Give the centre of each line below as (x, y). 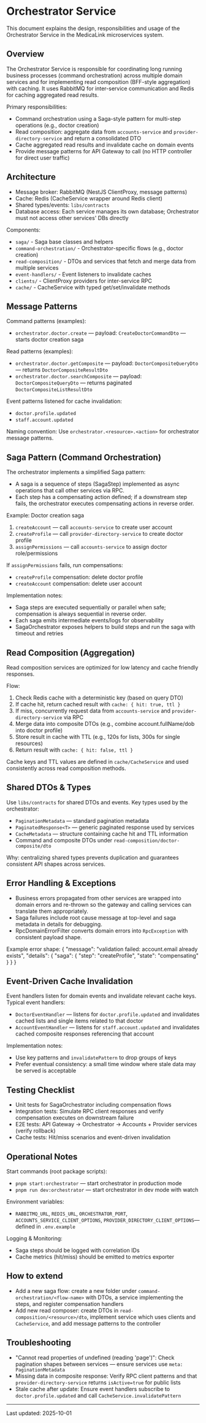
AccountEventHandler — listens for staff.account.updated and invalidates (107, 1028)
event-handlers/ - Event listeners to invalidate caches (83, 274)
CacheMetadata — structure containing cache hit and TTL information (101, 834)
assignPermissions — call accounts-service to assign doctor (91, 547)
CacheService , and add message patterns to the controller (88, 1323)
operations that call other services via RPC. (70, 490)
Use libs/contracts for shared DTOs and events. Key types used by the (97, 802)
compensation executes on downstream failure (74, 1118)
